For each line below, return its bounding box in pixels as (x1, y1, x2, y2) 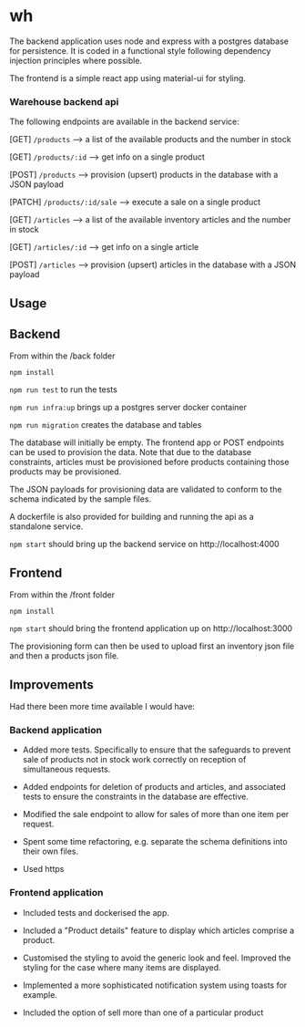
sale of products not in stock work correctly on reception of (22, 754, 247, 765)
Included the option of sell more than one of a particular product (22, 1007, 264, 1018)
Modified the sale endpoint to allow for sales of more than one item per (22, 809, 290, 820)
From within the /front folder (9, 589, 116, 600)
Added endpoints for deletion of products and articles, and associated (22, 782, 287, 793)
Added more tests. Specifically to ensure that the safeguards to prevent (22, 744, 291, 755)
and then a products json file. (9, 650, 119, 661)
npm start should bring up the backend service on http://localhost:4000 (9, 539, 280, 550)
